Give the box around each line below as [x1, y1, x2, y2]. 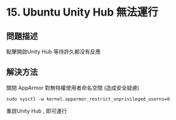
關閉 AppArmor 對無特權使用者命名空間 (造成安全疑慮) [6, 84, 139, 91]
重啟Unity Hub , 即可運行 [6, 107, 67, 114]
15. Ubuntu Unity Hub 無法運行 [6, 5, 159, 19]
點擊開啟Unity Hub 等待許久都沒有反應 [6, 48, 101, 55]
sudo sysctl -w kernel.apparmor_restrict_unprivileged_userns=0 [6, 96, 170, 102]
